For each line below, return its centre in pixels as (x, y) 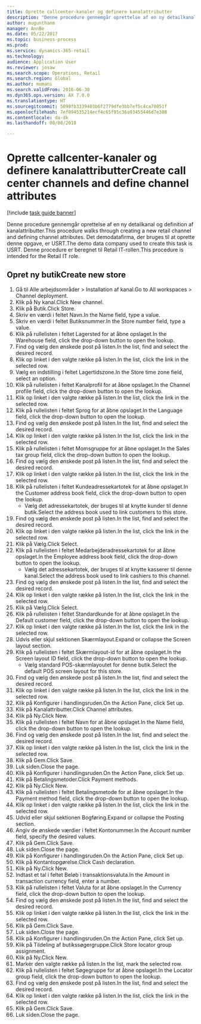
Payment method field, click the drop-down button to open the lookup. (102, 798)
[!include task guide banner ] (41, 213)
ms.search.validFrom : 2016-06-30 (48, 90)
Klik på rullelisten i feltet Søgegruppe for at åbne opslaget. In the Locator (104, 970)
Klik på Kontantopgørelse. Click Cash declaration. (75, 862)
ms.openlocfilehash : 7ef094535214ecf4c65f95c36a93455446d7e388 (87, 112)
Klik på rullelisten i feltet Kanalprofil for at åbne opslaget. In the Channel (103, 384)
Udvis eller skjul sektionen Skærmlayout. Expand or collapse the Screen (103, 639)
